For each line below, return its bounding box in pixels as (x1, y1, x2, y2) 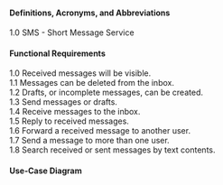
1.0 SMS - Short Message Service (9, 27, 135, 38)
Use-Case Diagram (9, 165, 83, 176)
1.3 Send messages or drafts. (9, 97, 117, 107)
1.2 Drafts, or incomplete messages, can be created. (9, 87, 203, 98)
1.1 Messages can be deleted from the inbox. (9, 78, 174, 88)
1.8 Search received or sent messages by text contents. (9, 144, 216, 155)
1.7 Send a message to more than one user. (9, 135, 170, 146)
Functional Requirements (9, 48, 106, 59)
